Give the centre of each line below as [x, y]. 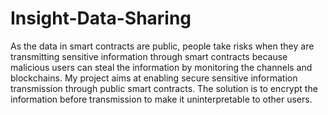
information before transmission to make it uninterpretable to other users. [161, 99]
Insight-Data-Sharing [101, 18]
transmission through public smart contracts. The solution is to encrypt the [164, 88]
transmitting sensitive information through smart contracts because [149, 56]
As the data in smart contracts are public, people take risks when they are [162, 46]
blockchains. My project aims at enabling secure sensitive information [154, 78]
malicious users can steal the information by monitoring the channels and [161, 67]
